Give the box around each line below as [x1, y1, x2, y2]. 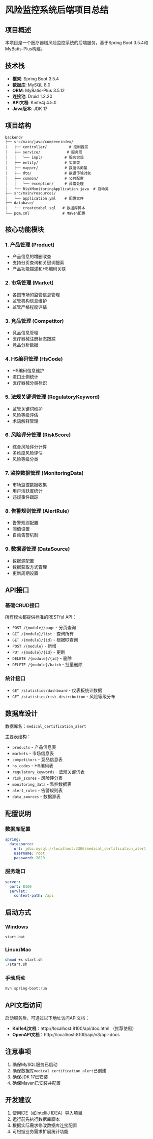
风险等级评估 [12, 412, 38, 418]
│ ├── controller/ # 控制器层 [5, 144, 89, 150]
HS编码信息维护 [12, 368, 45, 374]
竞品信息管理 [12, 329, 38, 336]
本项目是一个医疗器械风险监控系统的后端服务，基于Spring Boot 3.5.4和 [5, 40, 149, 45]
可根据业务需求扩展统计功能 [12, 1128, 69, 1134]
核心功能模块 [5, 226, 44, 234]
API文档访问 [5, 1001, 42, 1009]
